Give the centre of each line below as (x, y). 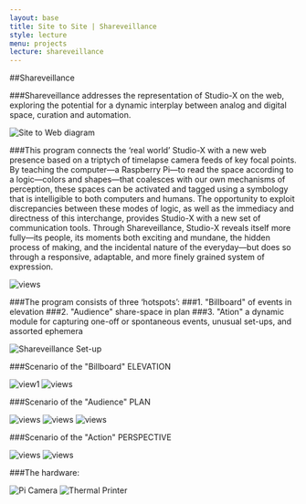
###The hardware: (45, 473)
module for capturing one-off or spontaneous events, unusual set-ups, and (151, 321)
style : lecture (38, 35)
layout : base (34, 18)
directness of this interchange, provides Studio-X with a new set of (135, 218)
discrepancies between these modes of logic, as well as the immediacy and (152, 209)
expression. (32, 267)
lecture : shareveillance (57, 52)
